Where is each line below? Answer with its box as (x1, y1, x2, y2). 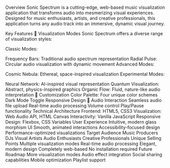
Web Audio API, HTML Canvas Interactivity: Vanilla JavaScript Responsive (5, 113, 161, 119)
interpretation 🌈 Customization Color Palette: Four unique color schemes (5, 92, 158, 98)
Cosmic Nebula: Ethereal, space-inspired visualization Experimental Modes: (5, 71, 165, 77)
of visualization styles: (5, 36, 53, 42)
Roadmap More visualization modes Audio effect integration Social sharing (5, 152, 162, 157)
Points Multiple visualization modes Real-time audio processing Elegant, (5, 140, 157, 147)
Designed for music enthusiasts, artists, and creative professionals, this (5, 15, 156, 21)
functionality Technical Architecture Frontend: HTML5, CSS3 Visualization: (5, 108, 162, 114)
